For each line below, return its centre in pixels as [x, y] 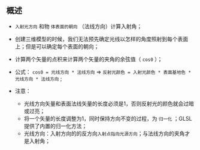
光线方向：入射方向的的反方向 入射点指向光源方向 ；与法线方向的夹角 [104, 133]
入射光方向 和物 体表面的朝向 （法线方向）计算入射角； [78, 26]
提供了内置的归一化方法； [55, 126]
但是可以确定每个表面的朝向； [62, 46]
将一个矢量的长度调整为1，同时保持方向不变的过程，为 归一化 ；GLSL [108, 118]
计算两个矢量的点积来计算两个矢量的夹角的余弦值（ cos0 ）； [89, 59]
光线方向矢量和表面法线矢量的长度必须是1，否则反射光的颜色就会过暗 [109, 103]
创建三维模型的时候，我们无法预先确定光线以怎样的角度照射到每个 [96, 39]
